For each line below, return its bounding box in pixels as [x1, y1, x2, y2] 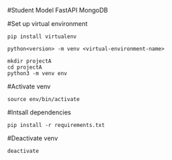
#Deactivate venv [7, 134, 58, 142]
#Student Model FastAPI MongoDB [7, 6, 108, 14]
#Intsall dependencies [7, 108, 72, 116]
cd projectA [7, 64, 42, 71]
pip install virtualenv [7, 33, 77, 40]
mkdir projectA [7, 58, 52, 65]
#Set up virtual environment [7, 20, 88, 27]
